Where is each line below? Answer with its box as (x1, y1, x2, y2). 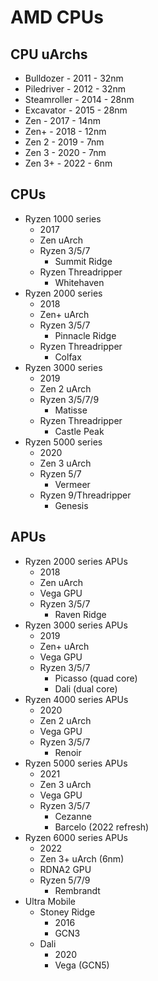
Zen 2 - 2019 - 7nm (24, 136, 105, 148)
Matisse (54, 404, 88, 416)
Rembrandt (54, 884, 101, 896)
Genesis (54, 499, 89, 511)
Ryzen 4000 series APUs (24, 693, 129, 705)
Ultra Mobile (24, 895, 77, 907)
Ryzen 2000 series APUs (24, 555, 128, 567)
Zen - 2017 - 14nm (24, 115, 101, 126)
